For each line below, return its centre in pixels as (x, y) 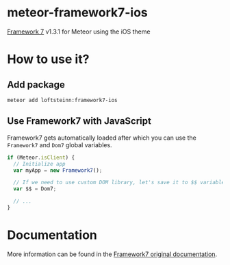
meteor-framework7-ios (78, 13)
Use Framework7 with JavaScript (79, 121)
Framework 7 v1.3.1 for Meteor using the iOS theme (79, 31)
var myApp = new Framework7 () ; (58, 170)
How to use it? (48, 59)
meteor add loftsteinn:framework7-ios (62, 100)
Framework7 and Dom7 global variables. (60, 144)
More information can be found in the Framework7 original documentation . (112, 254)
